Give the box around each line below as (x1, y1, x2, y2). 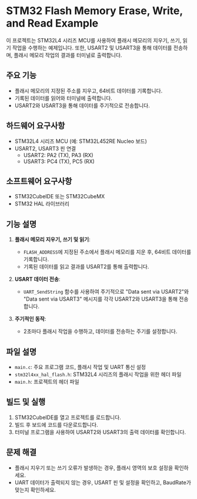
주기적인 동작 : (14, 315, 46, 322)
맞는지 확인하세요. (14, 486, 56, 493)
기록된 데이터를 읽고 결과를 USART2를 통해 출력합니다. (23, 263, 149, 270)
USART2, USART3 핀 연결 (14, 145, 76, 152)
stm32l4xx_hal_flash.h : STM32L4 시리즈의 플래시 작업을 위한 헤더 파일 (14, 371, 182, 378)
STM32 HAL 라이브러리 (14, 200, 69, 207)
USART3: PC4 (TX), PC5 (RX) (23, 158, 95, 165)
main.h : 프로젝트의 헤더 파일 (14, 378, 79, 385)
